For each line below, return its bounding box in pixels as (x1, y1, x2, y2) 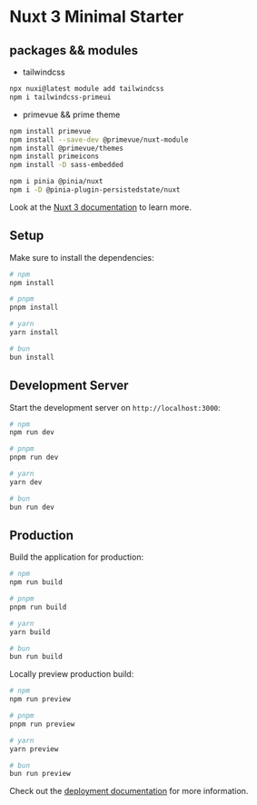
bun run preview (9, 770, 71, 779)
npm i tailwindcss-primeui (9, 93, 112, 102)
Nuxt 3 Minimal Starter (9, 6, 184, 27)
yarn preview (9, 744, 59, 753)
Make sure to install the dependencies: (9, 252, 154, 263)
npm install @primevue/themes (9, 144, 124, 153)
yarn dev (9, 477, 43, 487)
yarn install (9, 328, 59, 337)
